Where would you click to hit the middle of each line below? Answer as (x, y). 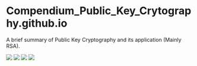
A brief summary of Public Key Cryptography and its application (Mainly (94, 39)
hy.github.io (37, 23)
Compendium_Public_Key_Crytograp (99, 11)
